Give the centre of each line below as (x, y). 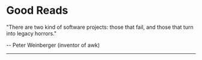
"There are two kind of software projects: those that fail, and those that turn (100, 27)
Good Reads (37, 10)
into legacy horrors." (32, 33)
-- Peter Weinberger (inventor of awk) (53, 45)
